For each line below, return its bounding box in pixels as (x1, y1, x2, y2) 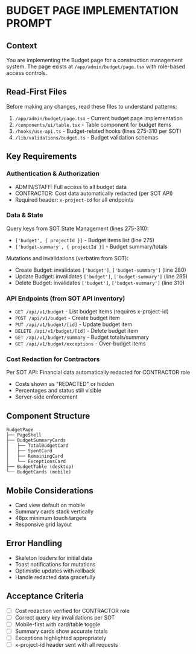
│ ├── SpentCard (6, 448, 52, 454)
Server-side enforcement (14, 393, 78, 400)
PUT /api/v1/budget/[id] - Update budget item (14, 321, 133, 328)
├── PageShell (6, 432, 42, 438)
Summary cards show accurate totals (14, 627, 108, 635)
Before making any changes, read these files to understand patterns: (6, 103, 177, 110)
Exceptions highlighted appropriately (14, 634, 107, 641)
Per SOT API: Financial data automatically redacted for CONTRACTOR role (6, 369, 191, 376)
